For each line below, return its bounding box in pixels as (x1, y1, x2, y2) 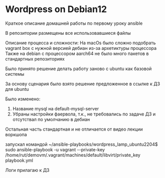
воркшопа (5, 131, 27, 137)
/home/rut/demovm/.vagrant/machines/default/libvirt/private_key (5, 152, 141, 158)
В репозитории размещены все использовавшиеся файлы (5, 30, 131, 36)
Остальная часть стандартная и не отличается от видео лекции (5, 126, 143, 132)
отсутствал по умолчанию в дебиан (12, 116, 90, 122)
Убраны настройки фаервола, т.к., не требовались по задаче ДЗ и (12, 111, 156, 117)
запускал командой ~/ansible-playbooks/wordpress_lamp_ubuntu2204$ (5, 141, 158, 147)
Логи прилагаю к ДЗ (5, 167, 49, 173)
